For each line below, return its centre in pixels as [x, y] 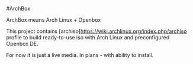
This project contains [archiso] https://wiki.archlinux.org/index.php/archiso [96, 31]
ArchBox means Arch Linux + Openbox [54, 20]
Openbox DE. [22, 44]
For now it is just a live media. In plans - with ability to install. [80, 55]
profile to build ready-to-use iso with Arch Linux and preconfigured [88, 37]
